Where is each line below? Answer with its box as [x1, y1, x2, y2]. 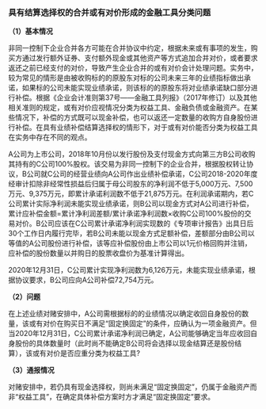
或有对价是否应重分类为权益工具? [32, 349, 141, 358]
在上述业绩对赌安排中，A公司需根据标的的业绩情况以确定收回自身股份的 [8, 309, 242, 319]
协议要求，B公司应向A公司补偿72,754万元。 [14, 275, 158, 285]
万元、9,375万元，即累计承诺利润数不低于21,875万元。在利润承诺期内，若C [8, 189, 254, 199]
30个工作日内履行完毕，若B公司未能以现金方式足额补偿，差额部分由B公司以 [8, 228, 255, 239]
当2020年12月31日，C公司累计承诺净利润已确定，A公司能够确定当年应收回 [8, 329, 251, 338]
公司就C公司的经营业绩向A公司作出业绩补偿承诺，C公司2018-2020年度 [26, 169, 258, 179]
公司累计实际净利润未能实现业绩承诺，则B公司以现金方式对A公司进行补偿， [8, 199, 253, 208]
